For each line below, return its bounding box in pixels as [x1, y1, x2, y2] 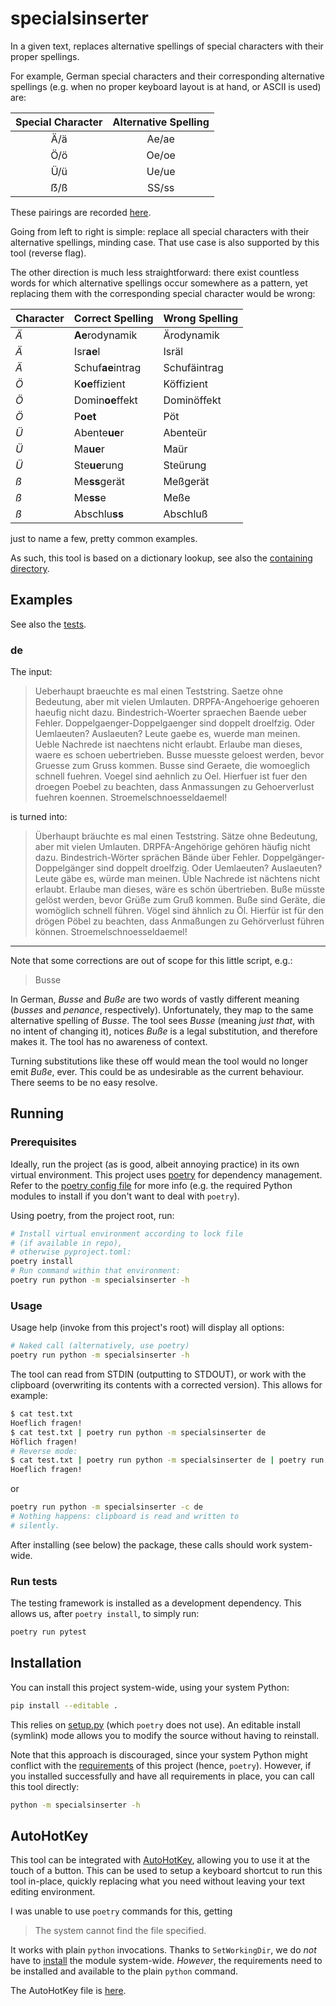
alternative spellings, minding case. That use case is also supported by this [10, 236, 320, 248]
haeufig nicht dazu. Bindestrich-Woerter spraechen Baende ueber [34, 707, 308, 719]
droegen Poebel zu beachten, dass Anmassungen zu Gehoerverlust [34, 781, 315, 793]
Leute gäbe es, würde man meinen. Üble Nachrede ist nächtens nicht [34, 873, 321, 885]
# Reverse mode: [10, 1446, 78, 1456]
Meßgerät [163, 474, 210, 488]
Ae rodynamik [73, 328, 138, 342]
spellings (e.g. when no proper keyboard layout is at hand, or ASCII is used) [10, 80, 322, 92]
